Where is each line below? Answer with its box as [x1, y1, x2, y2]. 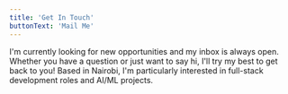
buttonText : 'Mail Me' [9, 21, 94, 30]
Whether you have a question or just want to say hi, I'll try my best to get [9, 56, 278, 66]
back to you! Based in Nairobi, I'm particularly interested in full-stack [9, 64, 264, 76]
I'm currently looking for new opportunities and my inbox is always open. [9, 46, 279, 56]
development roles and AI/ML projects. [9, 74, 154, 85]
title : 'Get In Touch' [9, 13, 94, 22]
